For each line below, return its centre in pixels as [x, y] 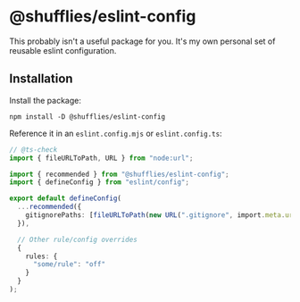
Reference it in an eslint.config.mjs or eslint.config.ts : [116, 133]
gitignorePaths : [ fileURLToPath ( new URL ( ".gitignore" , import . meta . [155, 215]
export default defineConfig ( [66, 198]
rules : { [42, 256]
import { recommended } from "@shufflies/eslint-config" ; [119, 174]
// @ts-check [33, 149]
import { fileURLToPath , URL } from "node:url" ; [101, 158]
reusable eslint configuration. [63, 50]
